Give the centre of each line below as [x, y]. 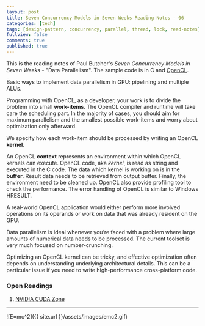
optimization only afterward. [42, 126]
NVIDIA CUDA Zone [40, 299]
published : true [27, 46]
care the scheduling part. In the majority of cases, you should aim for [93, 113]
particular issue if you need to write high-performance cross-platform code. [102, 270]
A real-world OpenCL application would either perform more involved [93, 207]
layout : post [23, 12]
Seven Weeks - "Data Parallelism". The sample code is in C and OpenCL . [98, 70]
